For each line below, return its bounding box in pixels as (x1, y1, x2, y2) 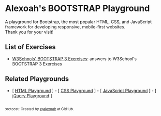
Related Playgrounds (5, 75, 69, 83)
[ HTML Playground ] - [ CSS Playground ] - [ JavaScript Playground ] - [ (12, 88, 157, 93)
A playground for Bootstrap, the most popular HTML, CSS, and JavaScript (5, 19, 152, 25)
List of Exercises (5, 43, 56, 51)
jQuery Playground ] (12, 92, 52, 99)
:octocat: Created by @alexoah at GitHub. (5, 106, 74, 111)
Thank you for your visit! (5, 29, 54, 35)
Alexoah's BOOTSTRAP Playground (5, 3, 150, 14)
